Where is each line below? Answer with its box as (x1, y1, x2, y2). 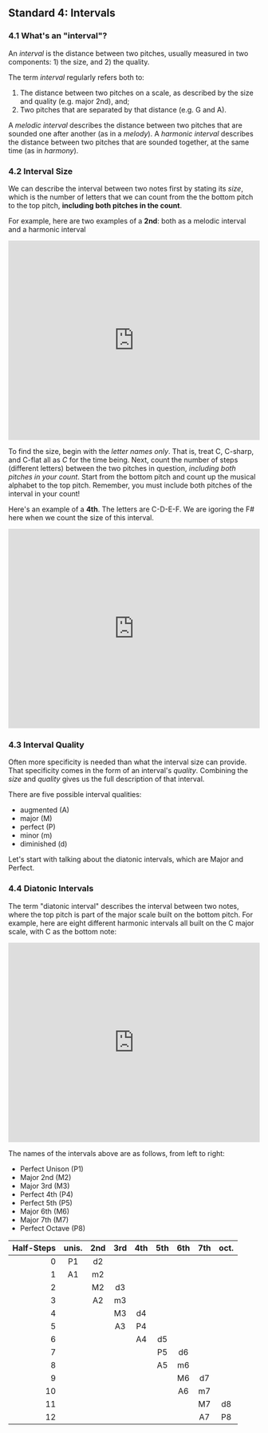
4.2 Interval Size (8, 165, 73, 176)
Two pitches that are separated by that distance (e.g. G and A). (19, 105, 227, 114)
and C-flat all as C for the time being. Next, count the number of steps (8, 455, 238, 464)
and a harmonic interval (8, 224, 86, 234)
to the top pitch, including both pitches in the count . (8, 200, 182, 210)
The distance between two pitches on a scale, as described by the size (19, 88, 254, 97)
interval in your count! (8, 488, 81, 498)
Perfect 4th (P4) (19, 1189, 73, 1199)
